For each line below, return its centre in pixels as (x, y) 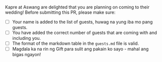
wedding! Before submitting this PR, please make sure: (60, 12)
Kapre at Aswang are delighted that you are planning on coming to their (77, 7)
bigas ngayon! (27, 55)
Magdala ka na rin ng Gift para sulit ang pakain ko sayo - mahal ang (80, 49)
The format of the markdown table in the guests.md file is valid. (75, 43)
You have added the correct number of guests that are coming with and (84, 33)
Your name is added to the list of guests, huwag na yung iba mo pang (82, 22)
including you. (27, 38)
